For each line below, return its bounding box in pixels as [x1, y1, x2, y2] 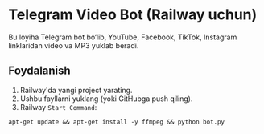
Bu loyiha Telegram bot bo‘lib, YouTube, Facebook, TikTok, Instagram [8, 32, 237, 42]
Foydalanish [8, 64, 71, 78]
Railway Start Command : [19, 102, 97, 112]
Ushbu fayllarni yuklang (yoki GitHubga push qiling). [19, 94, 193, 104]
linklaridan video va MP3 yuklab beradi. [8, 40, 139, 50]
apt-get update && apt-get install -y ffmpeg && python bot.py [8, 118, 225, 126]
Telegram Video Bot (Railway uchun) [8, 6, 258, 24]
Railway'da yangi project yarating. [19, 85, 133, 95]
